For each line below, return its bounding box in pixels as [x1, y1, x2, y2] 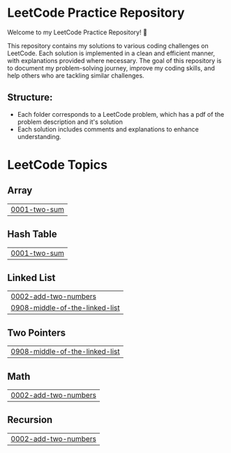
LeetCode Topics [7, 157, 108, 173]
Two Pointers [7, 326, 66, 338]
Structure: [7, 92, 53, 103]
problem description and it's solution [17, 117, 124, 126]
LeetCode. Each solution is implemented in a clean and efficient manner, [7, 49, 215, 57]
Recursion [7, 414, 53, 426]
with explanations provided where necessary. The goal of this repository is [7, 56, 222, 64]
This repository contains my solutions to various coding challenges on [7, 41, 209, 50]
